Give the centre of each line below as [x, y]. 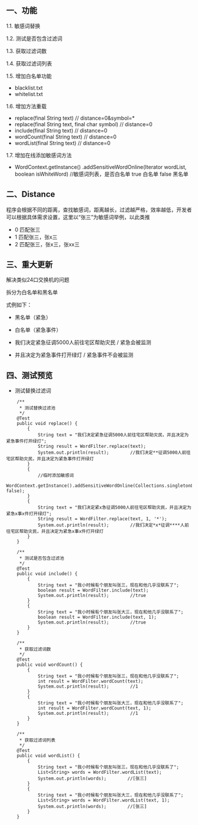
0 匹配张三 [27, 229]
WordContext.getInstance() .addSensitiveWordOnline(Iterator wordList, [100, 167]
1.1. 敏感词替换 [23, 26]
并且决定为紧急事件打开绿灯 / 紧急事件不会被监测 [74, 355]
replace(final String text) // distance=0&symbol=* [75, 118]
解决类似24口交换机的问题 [38, 280]
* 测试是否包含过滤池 [42, 559]
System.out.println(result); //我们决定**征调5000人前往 [114, 453]
